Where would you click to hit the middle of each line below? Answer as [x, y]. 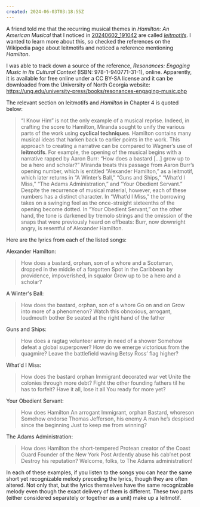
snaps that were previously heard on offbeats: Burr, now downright [103, 222]
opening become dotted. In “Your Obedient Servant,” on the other [101, 209]
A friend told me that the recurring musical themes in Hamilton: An [88, 29]
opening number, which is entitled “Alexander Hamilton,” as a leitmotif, [107, 171]
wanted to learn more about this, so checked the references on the [88, 41]
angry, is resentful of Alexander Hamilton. [72, 228]
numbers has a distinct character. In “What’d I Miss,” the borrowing [103, 196]
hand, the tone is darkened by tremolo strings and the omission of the [107, 215]
